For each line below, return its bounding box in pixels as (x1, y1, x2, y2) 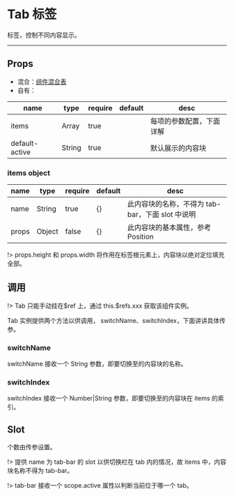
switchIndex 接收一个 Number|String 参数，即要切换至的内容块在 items (7, 394, 210, 403)
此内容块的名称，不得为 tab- (127, 200, 221, 209)
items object (7, 168, 51, 178)
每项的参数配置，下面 (150, 116, 221, 126)
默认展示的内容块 (150, 143, 207, 153)
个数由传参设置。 (7, 443, 56, 451)
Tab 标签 (7, 6, 57, 22)
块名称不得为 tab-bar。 (7, 467, 74, 475)
